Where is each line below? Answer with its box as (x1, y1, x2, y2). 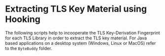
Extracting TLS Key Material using (5, 3, 147, 15)
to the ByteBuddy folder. (5, 45, 52, 51)
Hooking (5, 14, 41, 25)
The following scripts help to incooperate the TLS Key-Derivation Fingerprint (5, 30, 160, 36)
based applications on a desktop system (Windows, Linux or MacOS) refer (5, 40, 156, 46)
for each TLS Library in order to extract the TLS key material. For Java (5, 35, 147, 41)
